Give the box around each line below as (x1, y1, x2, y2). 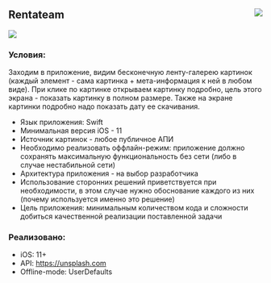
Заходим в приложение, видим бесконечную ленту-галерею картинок (8, 68, 252, 77)
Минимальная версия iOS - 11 (19, 126, 123, 135)
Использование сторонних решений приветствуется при (19, 177, 217, 187)
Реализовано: (8, 231, 66, 243)
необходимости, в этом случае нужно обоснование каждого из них (19, 186, 255, 196)
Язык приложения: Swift (19, 118, 103, 127)
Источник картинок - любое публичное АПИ (19, 135, 174, 144)
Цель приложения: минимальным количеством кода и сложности (19, 203, 248, 213)
